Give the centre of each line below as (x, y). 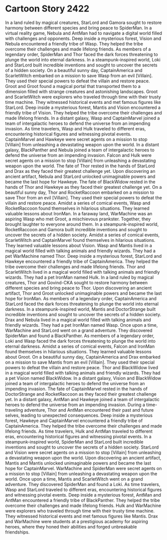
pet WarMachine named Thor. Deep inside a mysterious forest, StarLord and (83, 256)
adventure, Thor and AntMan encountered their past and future (89, 410)
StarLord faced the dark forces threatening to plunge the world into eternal (82, 304)
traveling (14, 410)
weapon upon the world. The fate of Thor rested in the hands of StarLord (80, 166)
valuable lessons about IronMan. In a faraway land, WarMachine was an (79, 213)
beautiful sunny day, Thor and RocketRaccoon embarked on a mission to (80, 192)
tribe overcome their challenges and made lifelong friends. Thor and (75, 267)
